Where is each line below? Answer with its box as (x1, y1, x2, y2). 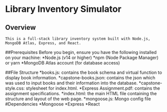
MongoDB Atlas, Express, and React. (5, 41, 81, 46)
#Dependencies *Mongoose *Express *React (5, 101, 100, 107)
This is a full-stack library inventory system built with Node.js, (5, 36, 151, 41)
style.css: (5, 85, 25, 91)
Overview (5, 23, 36, 32)
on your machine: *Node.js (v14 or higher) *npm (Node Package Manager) (5, 55, 159, 60)
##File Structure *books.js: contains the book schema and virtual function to (5, 69, 162, 75)
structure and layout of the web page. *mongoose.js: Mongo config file (5, 96, 151, 102)
